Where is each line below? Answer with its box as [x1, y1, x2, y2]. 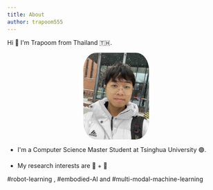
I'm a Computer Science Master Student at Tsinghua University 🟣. [17, 146, 207, 154]
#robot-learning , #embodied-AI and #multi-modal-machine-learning [7, 175, 203, 183]
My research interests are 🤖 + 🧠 [17, 162, 108, 170]
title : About [7, 11, 45, 18]
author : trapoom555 [7, 18, 64, 26]
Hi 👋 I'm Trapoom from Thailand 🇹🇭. [7, 38, 113, 46]
